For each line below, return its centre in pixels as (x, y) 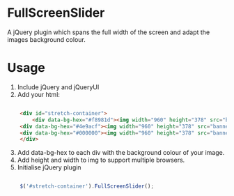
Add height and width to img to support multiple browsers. (101, 160)
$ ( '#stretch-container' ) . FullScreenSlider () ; (87, 186)
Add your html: (39, 94)
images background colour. (46, 39)
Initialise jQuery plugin (49, 167)
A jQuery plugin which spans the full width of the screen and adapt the (109, 32)
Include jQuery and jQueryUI (58, 87)
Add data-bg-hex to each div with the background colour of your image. (121, 153)
